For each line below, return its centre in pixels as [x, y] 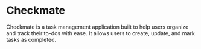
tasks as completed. [31, 39]
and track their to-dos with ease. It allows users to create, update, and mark [101, 33]
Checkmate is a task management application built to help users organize [97, 27]
